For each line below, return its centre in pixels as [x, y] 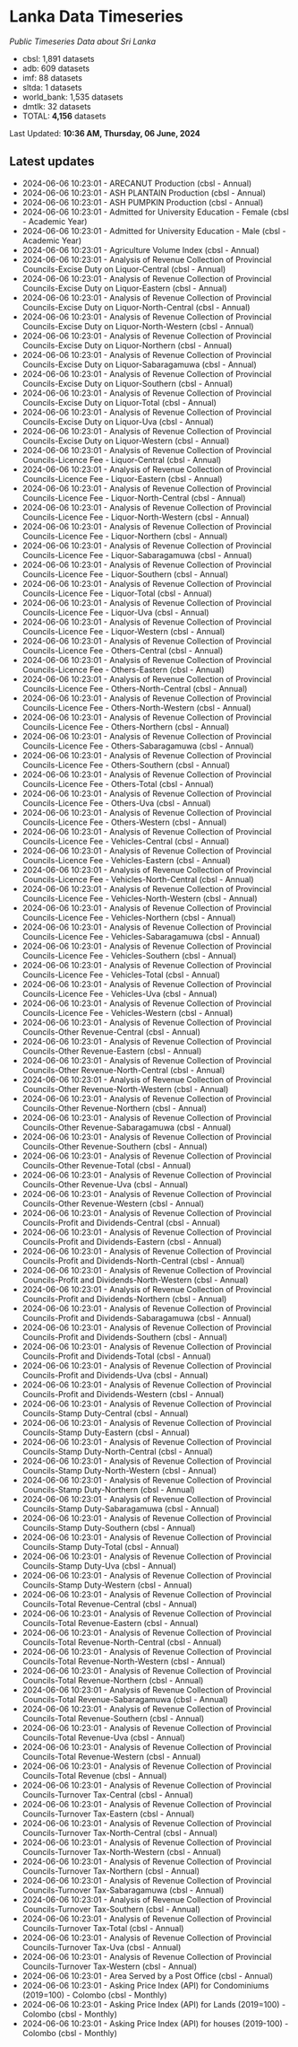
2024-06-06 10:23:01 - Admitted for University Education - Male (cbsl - [154, 231]
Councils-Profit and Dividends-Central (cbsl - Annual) [121, 1222]
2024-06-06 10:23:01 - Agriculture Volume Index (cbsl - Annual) [140, 249]
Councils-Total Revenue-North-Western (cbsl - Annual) [123, 1661]
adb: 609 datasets [56, 68]
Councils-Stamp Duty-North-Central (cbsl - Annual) [117, 1451]
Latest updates [52, 162]
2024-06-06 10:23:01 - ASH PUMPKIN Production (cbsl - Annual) [143, 202]
